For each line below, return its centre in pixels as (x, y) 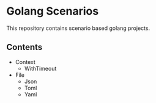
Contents (24, 47)
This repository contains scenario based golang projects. (78, 28)
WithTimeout (40, 68)
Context (25, 62)
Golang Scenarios (53, 11)
